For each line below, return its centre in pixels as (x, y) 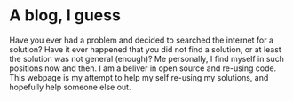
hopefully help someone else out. (70, 87)
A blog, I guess (65, 16)
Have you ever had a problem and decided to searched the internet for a (141, 40)
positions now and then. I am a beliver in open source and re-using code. (143, 68)
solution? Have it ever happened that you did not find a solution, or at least (145, 49)
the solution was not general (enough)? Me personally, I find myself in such (146, 58)
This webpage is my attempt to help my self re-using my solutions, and (139, 77)
